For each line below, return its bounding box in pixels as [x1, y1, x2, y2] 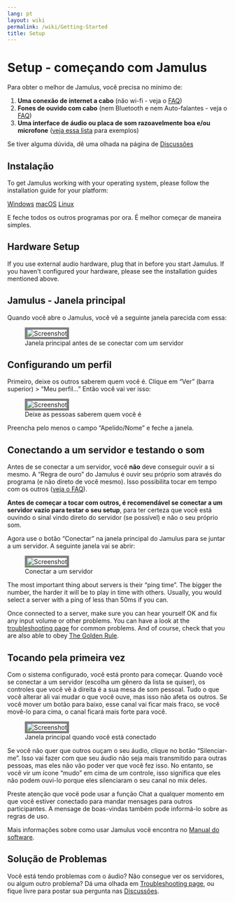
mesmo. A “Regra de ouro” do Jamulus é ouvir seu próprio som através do [7, 470, 222, 479]
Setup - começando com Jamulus [7, 60, 208, 76]
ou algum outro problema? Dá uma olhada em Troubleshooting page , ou [7, 879, 215, 887]
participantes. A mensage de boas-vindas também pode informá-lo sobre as [7, 805, 228, 813]
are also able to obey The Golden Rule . [7, 631, 119, 640]
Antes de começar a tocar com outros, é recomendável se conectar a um [7, 498, 223, 507]
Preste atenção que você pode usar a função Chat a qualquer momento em [7, 790, 225, 798]
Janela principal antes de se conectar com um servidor [24, 339, 184, 347]
